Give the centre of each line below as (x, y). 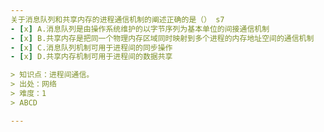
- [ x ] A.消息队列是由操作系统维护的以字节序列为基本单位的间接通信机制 (140, 29)
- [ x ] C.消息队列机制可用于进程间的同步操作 (91, 47)
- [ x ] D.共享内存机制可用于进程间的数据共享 (91, 57)
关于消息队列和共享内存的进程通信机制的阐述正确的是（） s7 (117, 19)
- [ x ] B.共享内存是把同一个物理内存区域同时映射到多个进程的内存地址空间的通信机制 (162, 38)
